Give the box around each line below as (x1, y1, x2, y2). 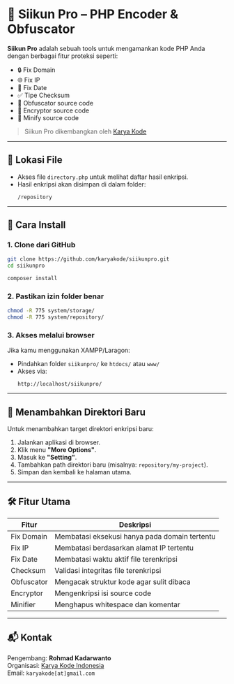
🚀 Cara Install (7, 219, 66, 231)
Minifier (10, 600, 36, 610)
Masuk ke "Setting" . (17, 453, 77, 462)
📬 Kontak (7, 632, 52, 643)
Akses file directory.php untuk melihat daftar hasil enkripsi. (17, 173, 189, 181)
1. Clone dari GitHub (7, 240, 76, 250)
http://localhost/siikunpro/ (17, 381, 102, 388)
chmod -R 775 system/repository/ (7, 314, 104, 321)
